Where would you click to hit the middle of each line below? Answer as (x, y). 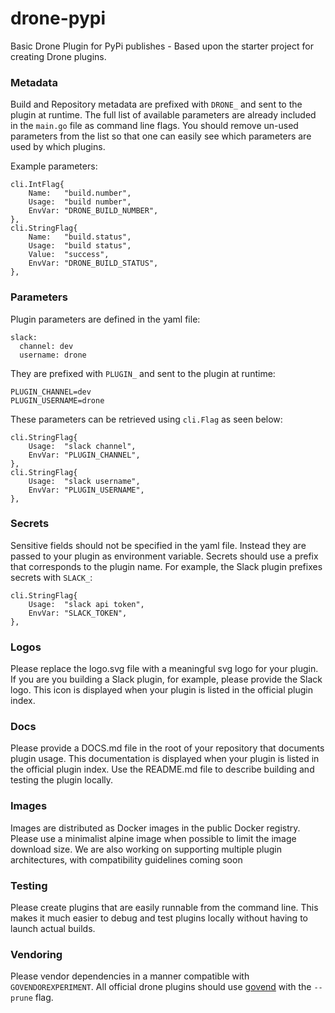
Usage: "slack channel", (82, 446)
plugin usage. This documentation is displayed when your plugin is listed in (165, 759)
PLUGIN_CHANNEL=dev (51, 392)
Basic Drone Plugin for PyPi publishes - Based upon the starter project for (162, 46)
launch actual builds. (53, 929)
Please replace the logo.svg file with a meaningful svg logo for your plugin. (164, 669)
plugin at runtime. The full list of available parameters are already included (163, 115)
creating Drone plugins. (58, 56)
